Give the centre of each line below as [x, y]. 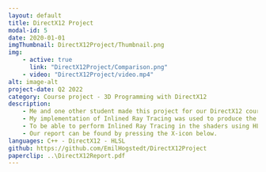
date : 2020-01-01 [37, 38]
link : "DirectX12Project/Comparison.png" [99, 67]
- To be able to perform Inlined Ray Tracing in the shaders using [136, 126]
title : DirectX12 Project [51, 23]
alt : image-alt [33, 82]
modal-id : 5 [28, 30]
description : [30, 104]
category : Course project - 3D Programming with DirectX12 [108, 97]
